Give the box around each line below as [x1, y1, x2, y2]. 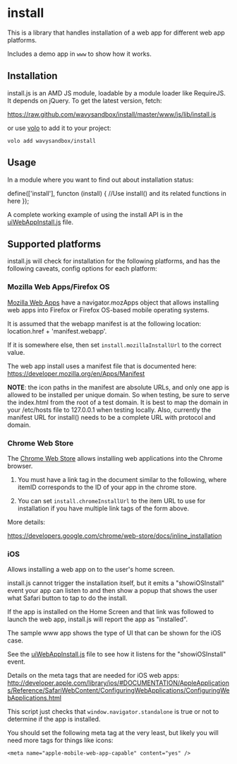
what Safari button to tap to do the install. [7, 594, 128, 602]
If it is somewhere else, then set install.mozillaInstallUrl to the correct [7, 341, 222, 349]
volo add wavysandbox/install [7, 137, 97, 144]
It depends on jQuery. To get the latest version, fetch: [7, 96, 162, 105]
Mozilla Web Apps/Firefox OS [7, 282, 111, 292]
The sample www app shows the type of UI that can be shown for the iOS [7, 629, 221, 637]
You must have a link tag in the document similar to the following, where [17, 475, 227, 483]
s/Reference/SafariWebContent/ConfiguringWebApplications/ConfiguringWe [7, 686, 230, 695]
